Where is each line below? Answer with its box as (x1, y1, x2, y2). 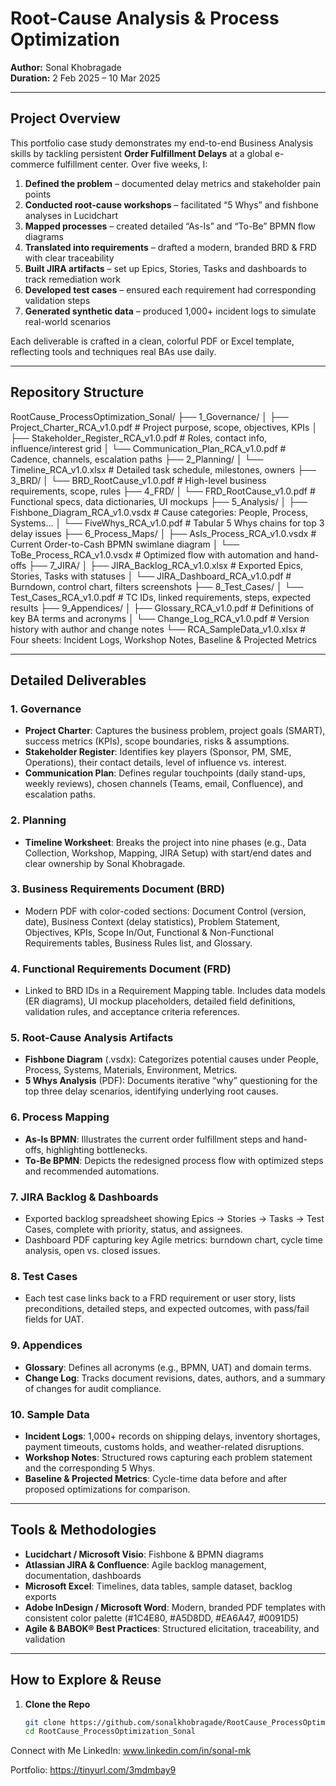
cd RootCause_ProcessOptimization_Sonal (24, 1727, 196, 1737)
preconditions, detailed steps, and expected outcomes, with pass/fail (24, 1303, 310, 1315)
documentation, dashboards (24, 1569, 142, 1581)
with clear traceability (24, 252, 115, 264)
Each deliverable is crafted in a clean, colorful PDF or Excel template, (10, 335, 295, 347)
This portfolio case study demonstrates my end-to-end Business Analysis (10, 137, 314, 149)
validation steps (24, 294, 91, 306)
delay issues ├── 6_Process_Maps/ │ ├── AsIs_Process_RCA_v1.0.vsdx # (10, 527, 317, 539)
